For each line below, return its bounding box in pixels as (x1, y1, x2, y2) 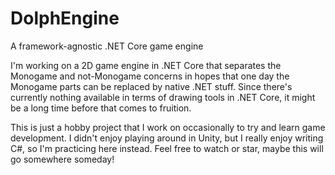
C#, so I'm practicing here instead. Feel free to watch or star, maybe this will (10, 142, 324, 154)
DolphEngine (10, 7, 120, 30)
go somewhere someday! (10, 153, 115, 165)
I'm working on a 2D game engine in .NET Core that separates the (10, 59, 282, 71)
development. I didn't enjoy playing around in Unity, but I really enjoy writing (10, 132, 324, 144)
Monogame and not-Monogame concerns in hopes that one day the (10, 70, 290, 82)
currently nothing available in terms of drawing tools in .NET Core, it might (10, 91, 316, 103)
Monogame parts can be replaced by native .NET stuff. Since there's (10, 80, 293, 92)
